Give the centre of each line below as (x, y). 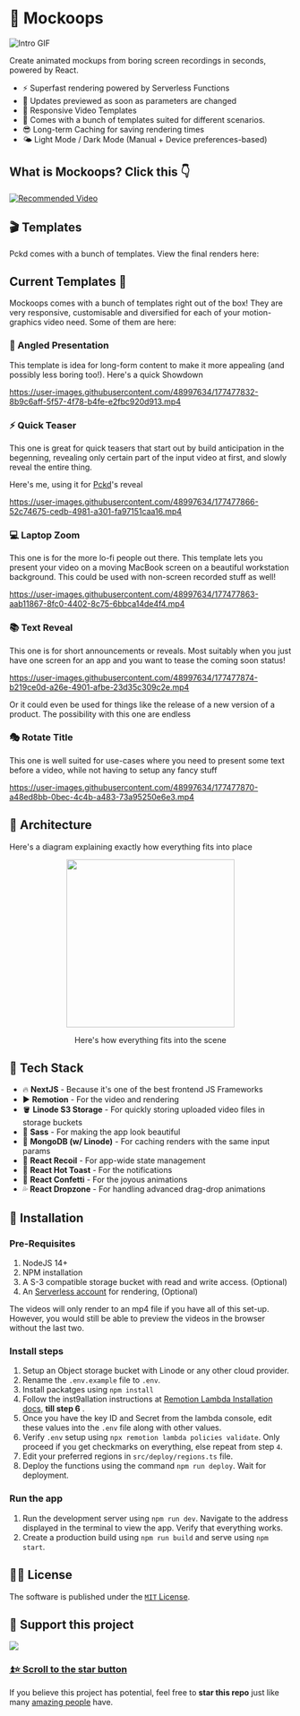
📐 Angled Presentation (59, 346)
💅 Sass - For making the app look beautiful (101, 1132)
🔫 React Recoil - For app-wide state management (114, 1160)
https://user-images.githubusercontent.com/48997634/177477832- (134, 392)
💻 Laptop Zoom (45, 535)
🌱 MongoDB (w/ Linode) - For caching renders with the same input (146, 1142)
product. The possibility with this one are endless (100, 714)
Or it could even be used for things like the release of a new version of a (142, 704)
